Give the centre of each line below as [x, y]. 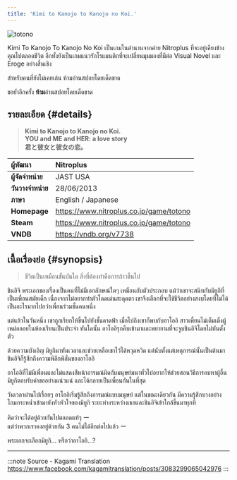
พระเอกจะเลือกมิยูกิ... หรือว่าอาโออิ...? [51, 440]
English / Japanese [87, 200]
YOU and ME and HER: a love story [76, 139]
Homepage [30, 211]
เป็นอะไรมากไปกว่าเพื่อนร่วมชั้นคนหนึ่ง [52, 306]
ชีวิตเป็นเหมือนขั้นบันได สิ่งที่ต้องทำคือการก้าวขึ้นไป [82, 277]
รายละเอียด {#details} [50, 115]
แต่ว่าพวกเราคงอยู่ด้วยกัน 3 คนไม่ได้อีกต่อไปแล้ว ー [67, 426]
